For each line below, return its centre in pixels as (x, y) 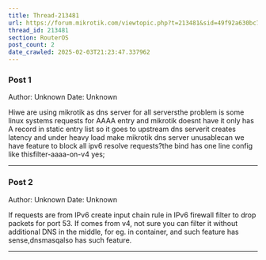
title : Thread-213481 (44, 15)
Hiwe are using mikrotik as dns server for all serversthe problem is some (126, 112)
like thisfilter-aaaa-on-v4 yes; (57, 154)
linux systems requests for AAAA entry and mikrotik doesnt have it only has (131, 121)
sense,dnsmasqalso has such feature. (70, 240)
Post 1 (20, 80)
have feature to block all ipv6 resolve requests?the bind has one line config (131, 146)
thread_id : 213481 (38, 30)
